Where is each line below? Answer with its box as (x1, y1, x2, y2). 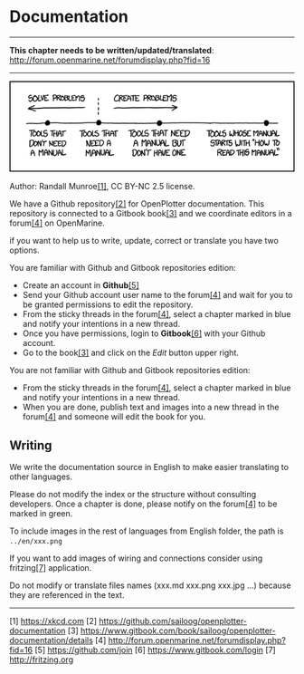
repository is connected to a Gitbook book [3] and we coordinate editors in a (9, 208, 292, 219)
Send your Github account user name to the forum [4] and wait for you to (22, 290, 293, 301)
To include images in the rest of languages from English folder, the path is (9, 525, 284, 536)
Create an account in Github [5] (22, 280, 140, 291)
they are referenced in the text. (9, 590, 125, 601)
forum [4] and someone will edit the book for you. (22, 411, 206, 422)
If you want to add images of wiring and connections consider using (9, 553, 263, 563)
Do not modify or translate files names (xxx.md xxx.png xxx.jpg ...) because (9, 580, 291, 591)
